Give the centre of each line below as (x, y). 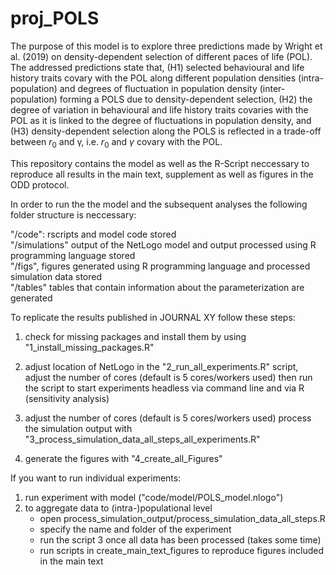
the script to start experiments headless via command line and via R (164, 388)
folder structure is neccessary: (73, 214)
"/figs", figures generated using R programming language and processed (160, 266)
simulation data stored (56, 276)
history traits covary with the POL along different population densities (153, 78)
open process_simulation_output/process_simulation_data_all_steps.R (182, 518)
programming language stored (73, 255)
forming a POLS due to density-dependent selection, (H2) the (186, 99)
